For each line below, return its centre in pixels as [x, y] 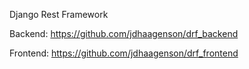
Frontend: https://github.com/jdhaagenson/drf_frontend [124, 53]
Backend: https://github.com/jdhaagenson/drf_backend [124, 33]
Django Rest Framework [59, 14]
